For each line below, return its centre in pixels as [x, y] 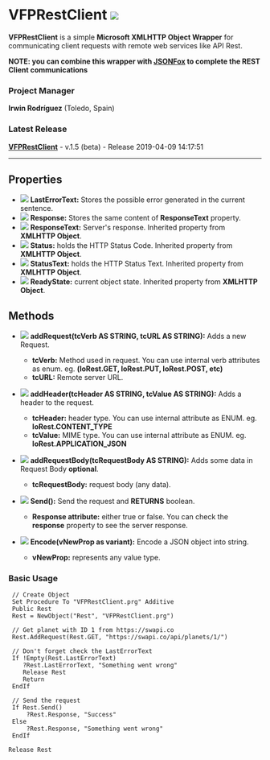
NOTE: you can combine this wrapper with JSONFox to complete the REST [135, 61]
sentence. [37, 209]
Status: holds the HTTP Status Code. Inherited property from [131, 246]
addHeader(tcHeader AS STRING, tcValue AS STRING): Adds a [136, 394]
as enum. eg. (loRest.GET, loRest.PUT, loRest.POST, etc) [127, 369]
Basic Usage [33, 579]
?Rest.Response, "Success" [71, 715]
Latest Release [38, 129]
